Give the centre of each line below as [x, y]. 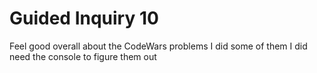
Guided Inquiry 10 [84, 18]
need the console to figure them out [83, 56]
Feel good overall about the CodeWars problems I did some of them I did [158, 46]
